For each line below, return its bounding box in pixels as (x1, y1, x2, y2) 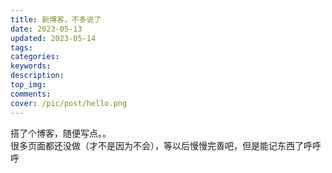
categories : (10, 52, 60, 62)
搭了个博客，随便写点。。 (10, 127, 112, 139)
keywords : (10, 61, 52, 71)
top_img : (10, 80, 47, 90)
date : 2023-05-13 (10, 24, 83, 34)
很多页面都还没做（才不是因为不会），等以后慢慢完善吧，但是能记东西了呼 (10, 139, 313, 151)
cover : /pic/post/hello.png (10, 98, 128, 108)
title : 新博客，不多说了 (10, 14, 102, 25)
